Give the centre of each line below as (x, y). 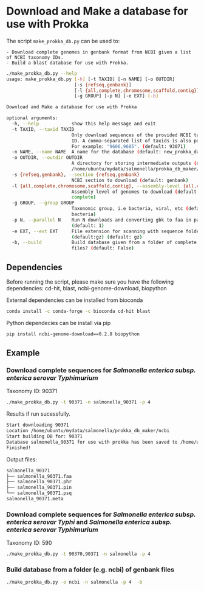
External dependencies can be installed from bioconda (75, 300)
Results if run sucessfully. (39, 414)
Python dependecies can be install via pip (59, 323)
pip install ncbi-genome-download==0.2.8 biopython (73, 334)
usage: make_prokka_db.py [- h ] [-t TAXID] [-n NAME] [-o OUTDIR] (90, 79)
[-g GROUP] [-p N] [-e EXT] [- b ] (116, 96)
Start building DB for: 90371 (45, 436)
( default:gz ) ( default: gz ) (107, 237)
